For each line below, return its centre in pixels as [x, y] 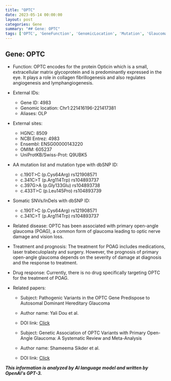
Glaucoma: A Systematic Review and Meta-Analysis [88, 338]
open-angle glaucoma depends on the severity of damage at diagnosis [87, 257]
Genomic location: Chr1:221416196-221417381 [68, 108]
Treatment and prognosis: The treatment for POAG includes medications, [89, 246]
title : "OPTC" [20, 10]
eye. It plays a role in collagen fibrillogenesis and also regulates [79, 77]
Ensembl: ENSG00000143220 [51, 144]
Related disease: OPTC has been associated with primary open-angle [85, 226]
